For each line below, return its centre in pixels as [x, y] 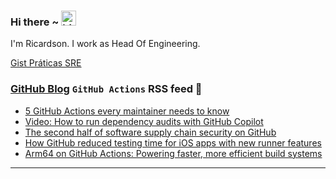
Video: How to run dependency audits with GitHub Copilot [144, 121]
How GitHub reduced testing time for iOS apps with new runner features [173, 142]
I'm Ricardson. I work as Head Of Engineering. [105, 44]
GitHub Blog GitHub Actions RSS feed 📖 [106, 89]
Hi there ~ [35, 22]
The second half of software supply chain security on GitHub [150, 132]
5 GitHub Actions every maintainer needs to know [127, 111]
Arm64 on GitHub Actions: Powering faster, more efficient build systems [173, 153]
